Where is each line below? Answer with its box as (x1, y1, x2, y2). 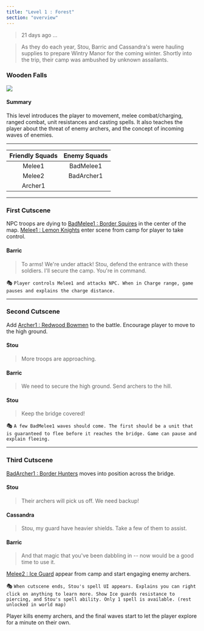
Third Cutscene (6, 456, 53, 464)
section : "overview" (6, 15, 59, 21)
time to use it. (21, 559, 56, 566)
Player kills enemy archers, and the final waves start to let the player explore (6, 612, 197, 620)
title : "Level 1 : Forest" (6, 9, 75, 15)
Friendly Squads (9, 151, 58, 160)
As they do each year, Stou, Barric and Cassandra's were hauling (21, 43, 184, 50)
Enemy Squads (63, 151, 108, 160)
